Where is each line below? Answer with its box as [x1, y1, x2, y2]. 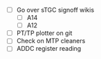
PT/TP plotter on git [16, 29, 73, 37]
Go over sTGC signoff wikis [16, 6, 95, 14]
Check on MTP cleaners [16, 37, 86, 45]
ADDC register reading [16, 45, 82, 53]
